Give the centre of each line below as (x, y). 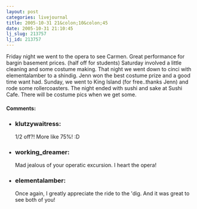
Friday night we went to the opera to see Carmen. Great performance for (96, 56)
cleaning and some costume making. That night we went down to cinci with (99, 69)
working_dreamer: (42, 152)
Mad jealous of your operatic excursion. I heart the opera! (86, 165)
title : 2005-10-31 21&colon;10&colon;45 (57, 23)
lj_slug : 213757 (26, 34)
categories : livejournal (37, 17)
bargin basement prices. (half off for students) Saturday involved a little (94, 63)
